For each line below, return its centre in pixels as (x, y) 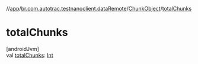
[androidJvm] (23, 49)
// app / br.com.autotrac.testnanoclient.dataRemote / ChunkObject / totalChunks (99, 9)
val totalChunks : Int (30, 55)
